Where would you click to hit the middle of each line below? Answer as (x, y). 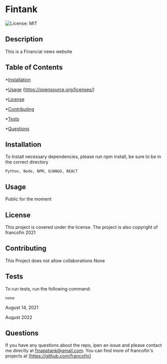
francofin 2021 (20, 232)
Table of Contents (34, 68)
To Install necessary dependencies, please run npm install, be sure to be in (83, 157)
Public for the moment (28, 199)
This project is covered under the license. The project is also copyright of (82, 227)
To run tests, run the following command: (48, 289)
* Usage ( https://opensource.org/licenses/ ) (50, 89)
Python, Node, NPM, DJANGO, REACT (42, 171)
